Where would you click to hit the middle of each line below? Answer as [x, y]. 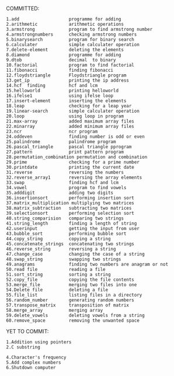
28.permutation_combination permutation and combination [77, 157]
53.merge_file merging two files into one [72, 285]
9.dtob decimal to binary [61, 60]
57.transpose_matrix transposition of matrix [68, 305]
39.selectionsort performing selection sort [70, 213]
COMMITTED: [23, 8]
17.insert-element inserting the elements [66, 101]
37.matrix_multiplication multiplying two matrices [70, 203]
